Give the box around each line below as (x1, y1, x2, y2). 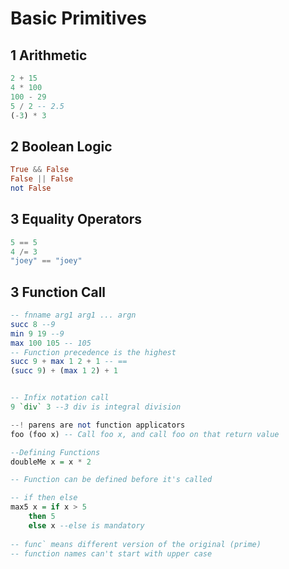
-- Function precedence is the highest (10, 347, 177, 357)
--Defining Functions (10, 447, 101, 457)
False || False (10, 174, 74, 184)
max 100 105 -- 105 (10, 338, 92, 348)
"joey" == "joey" (10, 256, 83, 266)
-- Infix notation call (10, 393, 110, 403)
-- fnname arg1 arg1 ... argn (10, 310, 137, 321)
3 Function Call (10, 283, 107, 301)
